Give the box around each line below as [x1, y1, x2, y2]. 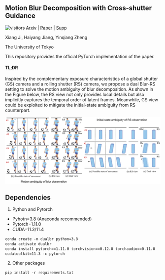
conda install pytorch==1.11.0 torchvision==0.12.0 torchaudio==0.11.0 [5, 246, 155, 251]
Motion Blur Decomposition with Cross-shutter [5, 4, 152, 12]
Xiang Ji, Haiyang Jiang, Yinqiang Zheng [5, 34, 88, 40]
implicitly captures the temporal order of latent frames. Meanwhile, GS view [5, 97, 159, 103]
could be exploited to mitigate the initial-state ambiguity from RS [5, 102, 135, 108]
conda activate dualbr [5, 241, 52, 246]
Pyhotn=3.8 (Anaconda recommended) [12, 216, 92, 222]
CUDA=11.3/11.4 [12, 227, 44, 233]
